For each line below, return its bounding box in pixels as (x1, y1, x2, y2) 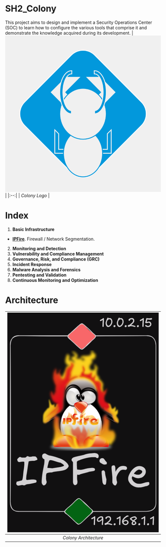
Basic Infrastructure (12, 226, 55, 232)
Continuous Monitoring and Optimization (12, 277, 98, 283)
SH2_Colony (5, 3, 57, 14)
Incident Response (12, 261, 52, 267)
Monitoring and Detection (12, 245, 67, 251)
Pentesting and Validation (12, 272, 67, 278)
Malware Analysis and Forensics (12, 267, 81, 273)
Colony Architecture (62, 535, 104, 541)
